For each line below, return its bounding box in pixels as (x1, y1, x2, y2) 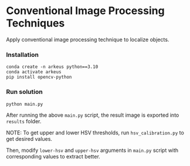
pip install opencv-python (6, 74, 72, 80)
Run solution (6, 88, 43, 96)
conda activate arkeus (6, 69, 62, 75)
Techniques (6, 16, 65, 30)
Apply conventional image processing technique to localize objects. (6, 36, 169, 43)
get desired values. (6, 135, 53, 142)
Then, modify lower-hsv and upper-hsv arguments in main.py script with (6, 147, 179, 154)
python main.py (6, 101, 43, 107)
